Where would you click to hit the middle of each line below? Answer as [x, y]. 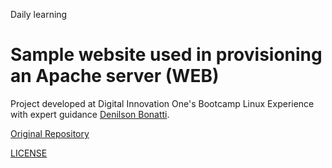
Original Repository [50, 133]
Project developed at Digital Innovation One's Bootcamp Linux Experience [162, 103]
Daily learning [39, 14]
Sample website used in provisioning [166, 55]
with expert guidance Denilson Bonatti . [90, 114]
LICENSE [29, 153]
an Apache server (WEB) [115, 76]
